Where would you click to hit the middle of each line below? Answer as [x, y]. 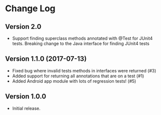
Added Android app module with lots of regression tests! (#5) [74, 81]
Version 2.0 [23, 27]
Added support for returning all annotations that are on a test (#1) [78, 76]
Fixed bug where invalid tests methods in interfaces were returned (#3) [84, 70]
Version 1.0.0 [26, 97]
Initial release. [26, 108]
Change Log [30, 9]
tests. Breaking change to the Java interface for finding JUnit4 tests [81, 44]
